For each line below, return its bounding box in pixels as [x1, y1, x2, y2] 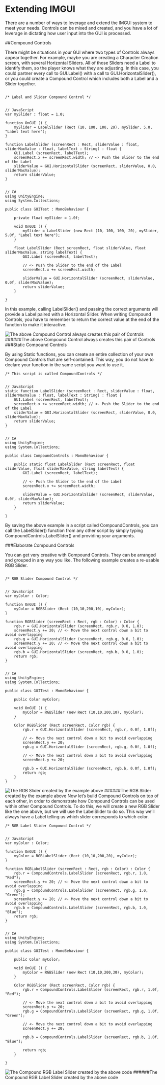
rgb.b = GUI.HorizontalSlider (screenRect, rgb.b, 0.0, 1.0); [14, 649, 144, 654]
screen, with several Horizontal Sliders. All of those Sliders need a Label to [5, 60, 156, 66]
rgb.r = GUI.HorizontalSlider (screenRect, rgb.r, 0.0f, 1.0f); [23, 727, 157, 732]
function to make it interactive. [5, 321, 67, 327]
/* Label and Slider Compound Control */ [5, 95, 91, 100]
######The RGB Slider [104, 787, 151, 793]
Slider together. [5, 80, 36, 87]
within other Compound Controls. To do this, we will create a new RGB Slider [5, 803, 160, 809]
